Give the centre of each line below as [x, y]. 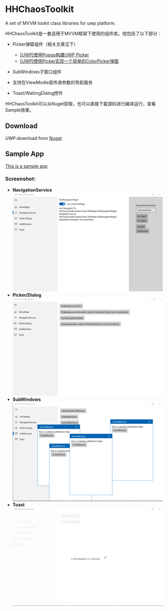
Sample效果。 [19, 110]
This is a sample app [26, 166]
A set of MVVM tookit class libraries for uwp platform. [60, 23]
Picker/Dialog [27, 295]
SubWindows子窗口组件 [37, 72]
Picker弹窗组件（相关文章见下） [45, 44]
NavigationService [32, 190]
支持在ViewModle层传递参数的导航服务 [52, 82]
